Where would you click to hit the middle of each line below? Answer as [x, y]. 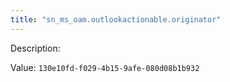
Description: [35, 48]
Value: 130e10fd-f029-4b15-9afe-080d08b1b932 [105, 67]
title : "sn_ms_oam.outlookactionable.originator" [116, 19]
